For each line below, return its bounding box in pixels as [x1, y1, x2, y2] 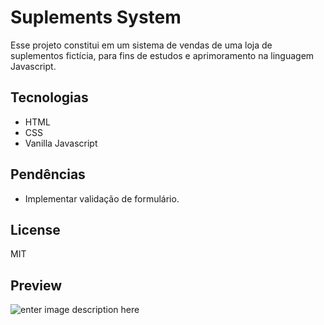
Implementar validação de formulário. [24, 192, 180, 205]
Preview [10, 277, 63, 294]
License [10, 221, 61, 238]
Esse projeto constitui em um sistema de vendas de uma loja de [10, 39, 273, 51]
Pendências [10, 166, 86, 183]
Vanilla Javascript [24, 137, 98, 149]
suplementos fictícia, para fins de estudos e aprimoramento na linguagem [10, 49, 315, 61]
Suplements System [10, 6, 182, 29]
